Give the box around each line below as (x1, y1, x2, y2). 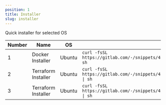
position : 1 (5, 7, 30, 12)
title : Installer (5, 12, 41, 17)
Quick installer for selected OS (5, 30, 67, 36)
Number (7, 41, 27, 48)
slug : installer (5, 16, 39, 21)
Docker (32, 51, 49, 58)
